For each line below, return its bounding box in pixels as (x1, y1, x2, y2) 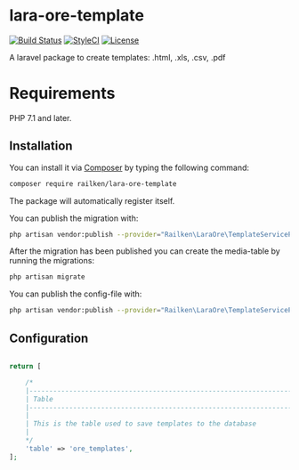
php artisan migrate (9, 272, 86, 281)
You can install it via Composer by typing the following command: (9, 162, 250, 173)
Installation (9, 139, 73, 154)
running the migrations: (9, 255, 95, 266)
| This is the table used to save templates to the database (25, 419, 256, 428)
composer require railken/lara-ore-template (9, 179, 177, 188)
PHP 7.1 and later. (9, 112, 72, 123)
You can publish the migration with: (9, 213, 139, 223)
